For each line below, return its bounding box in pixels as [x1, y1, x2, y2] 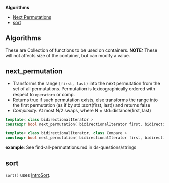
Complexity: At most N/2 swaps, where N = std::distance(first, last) [12, 107, 152, 113]
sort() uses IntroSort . [5, 172, 51, 178]
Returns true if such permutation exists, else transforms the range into [12, 97, 158, 103]
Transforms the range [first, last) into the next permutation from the [12, 80, 160, 86]
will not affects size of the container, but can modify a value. [5, 52, 130, 58]
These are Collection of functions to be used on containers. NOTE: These [5, 47, 157, 53]
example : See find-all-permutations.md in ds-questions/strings [5, 144, 137, 150]
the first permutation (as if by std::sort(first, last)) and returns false [12, 102, 151, 108]
